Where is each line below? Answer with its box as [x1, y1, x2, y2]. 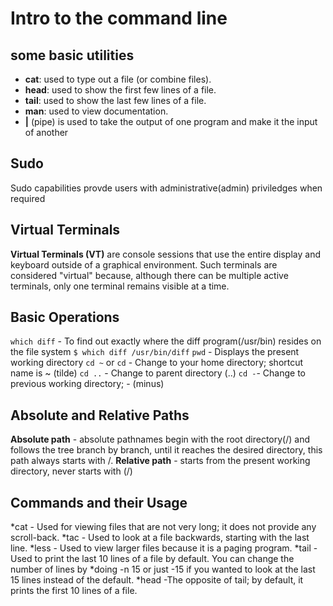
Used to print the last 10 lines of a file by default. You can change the [10, 553, 295, 565]
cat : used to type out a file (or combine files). [24, 73, 212, 85]
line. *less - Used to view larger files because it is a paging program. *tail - [10, 542, 318, 554]
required [10, 192, 46, 204]
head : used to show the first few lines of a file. [24, 84, 217, 96]
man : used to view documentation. [24, 105, 169, 117]
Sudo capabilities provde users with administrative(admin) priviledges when [10, 182, 323, 194]
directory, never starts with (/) [10, 465, 133, 477]
